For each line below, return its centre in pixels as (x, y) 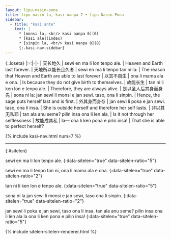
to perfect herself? (25, 126)
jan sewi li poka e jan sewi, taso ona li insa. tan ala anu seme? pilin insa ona (84, 211)
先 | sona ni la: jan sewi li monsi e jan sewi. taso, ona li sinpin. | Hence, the (83, 95)
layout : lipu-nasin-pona (32, 10)
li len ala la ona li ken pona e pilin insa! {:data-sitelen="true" (68, 216)
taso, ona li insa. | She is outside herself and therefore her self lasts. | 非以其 (85, 108)
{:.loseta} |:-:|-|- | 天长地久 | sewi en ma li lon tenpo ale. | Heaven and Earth (84, 63)
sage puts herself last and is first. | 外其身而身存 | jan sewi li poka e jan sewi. (85, 101)
